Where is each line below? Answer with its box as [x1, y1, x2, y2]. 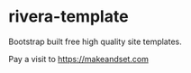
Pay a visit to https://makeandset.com [8, 53, 150, 64]
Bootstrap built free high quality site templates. [8, 36, 182, 47]
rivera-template [8, 6, 129, 27]
